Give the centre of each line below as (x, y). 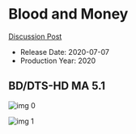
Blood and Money (68, 14)
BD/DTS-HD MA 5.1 (57, 86)
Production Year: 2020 (58, 61)
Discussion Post (35, 36)
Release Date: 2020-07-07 (64, 52)
